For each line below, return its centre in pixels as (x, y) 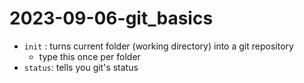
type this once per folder (89, 56)
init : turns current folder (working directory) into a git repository (158, 46)
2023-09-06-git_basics (111, 18)
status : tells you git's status (81, 67)
